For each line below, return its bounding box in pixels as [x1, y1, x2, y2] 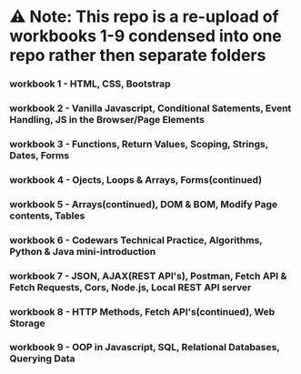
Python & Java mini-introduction [9, 245, 156, 258]
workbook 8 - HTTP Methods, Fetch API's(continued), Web [9, 305, 276, 318]
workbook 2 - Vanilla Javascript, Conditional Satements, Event [9, 102, 292, 115]
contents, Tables [9, 209, 85, 222]
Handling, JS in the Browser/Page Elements [9, 114, 205, 126]
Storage [9, 317, 45, 329]
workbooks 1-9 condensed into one [9, 25, 282, 46]
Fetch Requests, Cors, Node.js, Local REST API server [9, 280, 252, 293]
